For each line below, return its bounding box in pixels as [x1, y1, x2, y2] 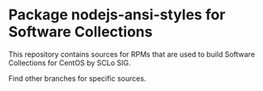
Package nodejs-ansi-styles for [8, 6, 226, 24]
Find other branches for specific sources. [8, 73, 146, 83]
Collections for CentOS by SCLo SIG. [8, 58, 131, 68]
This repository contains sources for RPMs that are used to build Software [8, 49, 256, 59]
